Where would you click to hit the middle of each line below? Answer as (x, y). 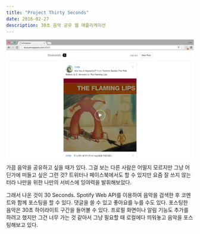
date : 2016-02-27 (28, 19)
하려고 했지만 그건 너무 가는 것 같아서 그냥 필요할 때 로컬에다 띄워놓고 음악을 (94, 217)
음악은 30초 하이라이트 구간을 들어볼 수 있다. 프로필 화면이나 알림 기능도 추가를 (97, 210)
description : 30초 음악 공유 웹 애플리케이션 (56, 25)
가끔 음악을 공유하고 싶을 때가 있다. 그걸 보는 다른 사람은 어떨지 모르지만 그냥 (95, 168)
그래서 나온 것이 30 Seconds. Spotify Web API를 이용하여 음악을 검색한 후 (93, 195)
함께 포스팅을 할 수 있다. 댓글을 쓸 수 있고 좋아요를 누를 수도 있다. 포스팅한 (103, 202)
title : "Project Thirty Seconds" (48, 13)
